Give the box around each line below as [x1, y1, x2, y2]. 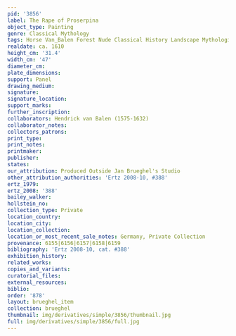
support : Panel [7, 75, 52, 83]
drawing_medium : [7, 82, 55, 89]
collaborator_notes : [7, 121, 68, 129]
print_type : [7, 135, 42, 142]
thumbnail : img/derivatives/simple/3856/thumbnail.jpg [7, 311, 171, 319]
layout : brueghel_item [7, 299, 74, 306]
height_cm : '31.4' [7, 50, 61, 57]
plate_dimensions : [7, 69, 61, 76]
